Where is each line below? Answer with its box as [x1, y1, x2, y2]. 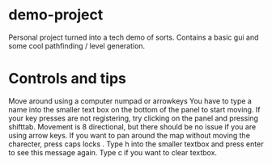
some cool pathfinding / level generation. [8, 40, 146, 50]
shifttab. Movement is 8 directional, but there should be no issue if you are [8, 121, 257, 131]
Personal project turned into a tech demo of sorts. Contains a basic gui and [8, 32, 259, 42]
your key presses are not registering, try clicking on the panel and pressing [8, 113, 259, 123]
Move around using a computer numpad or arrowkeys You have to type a [8, 95, 253, 106]
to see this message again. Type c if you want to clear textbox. [8, 147, 217, 157]
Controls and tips [8, 70, 127, 88]
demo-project [8, 6, 104, 24]
